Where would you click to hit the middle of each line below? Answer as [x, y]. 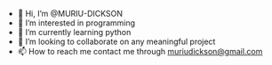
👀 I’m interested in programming [76, 23]
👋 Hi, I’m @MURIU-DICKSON [70, 14]
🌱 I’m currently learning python [74, 32]
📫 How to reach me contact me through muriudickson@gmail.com [140, 51]
